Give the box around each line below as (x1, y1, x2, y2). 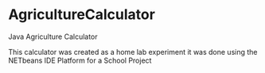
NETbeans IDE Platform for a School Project (8, 56, 152, 65)
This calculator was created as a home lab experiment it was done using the (8, 47, 258, 56)
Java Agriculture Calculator (8, 32, 98, 41)
